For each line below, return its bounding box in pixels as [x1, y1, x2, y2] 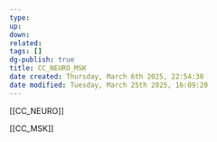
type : [9, 13, 30, 23]
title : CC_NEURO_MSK [9, 64, 88, 73]
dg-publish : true [9, 55, 75, 64]
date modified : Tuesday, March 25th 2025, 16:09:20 [9, 80, 208, 90]
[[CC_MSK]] [9, 123, 54, 134]
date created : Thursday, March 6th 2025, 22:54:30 [9, 72, 204, 81]
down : [9, 30, 30, 39]
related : [9, 38, 42, 48]
